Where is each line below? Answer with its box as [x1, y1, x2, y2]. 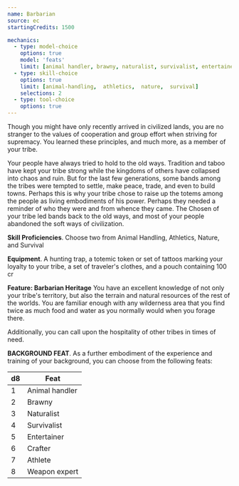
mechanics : [7, 36, 40, 43]
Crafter [27, 443, 51, 453]
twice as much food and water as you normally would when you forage [7, 306, 216, 314]
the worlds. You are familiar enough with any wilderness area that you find [7, 299, 225, 307]
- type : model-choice [14, 43, 78, 51]
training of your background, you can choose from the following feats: [7, 357, 213, 365]
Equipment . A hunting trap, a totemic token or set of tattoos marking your [7, 254, 223, 263]
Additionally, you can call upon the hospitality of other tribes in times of [7, 328, 216, 336]
